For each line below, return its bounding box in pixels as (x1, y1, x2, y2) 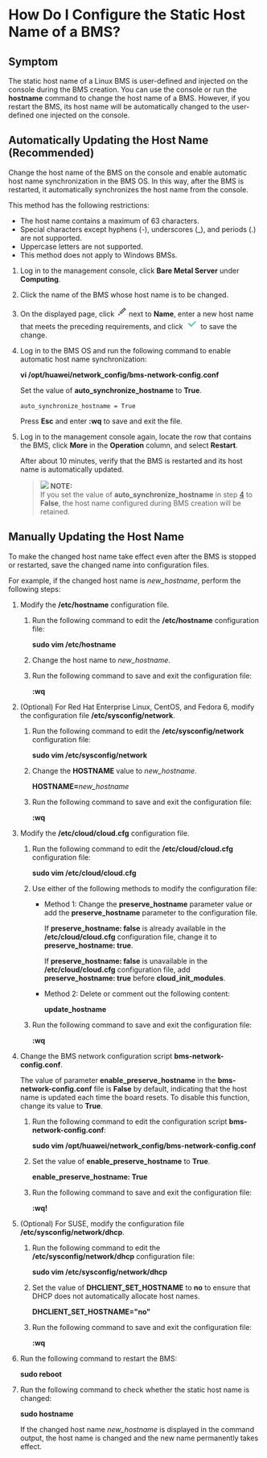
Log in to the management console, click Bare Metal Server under (19, 266, 240, 275)
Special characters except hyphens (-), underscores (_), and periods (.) (19, 224, 257, 234)
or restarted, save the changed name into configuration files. (8, 560, 209, 569)
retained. (39, 506, 70, 516)
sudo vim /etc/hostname (31, 639, 117, 649)
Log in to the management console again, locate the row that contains (19, 432, 252, 441)
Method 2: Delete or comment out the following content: (43, 989, 231, 998)
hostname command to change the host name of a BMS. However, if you (8, 93, 251, 102)
